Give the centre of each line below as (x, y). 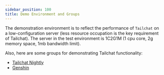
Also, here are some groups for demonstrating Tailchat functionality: (74, 53)
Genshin (21, 67)
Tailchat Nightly (28, 62)
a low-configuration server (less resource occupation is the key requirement (82, 33)
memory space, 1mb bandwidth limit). (43, 43)
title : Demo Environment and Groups (42, 14)
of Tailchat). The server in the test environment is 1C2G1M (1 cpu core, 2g (79, 38)
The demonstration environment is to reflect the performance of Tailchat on (82, 28)
